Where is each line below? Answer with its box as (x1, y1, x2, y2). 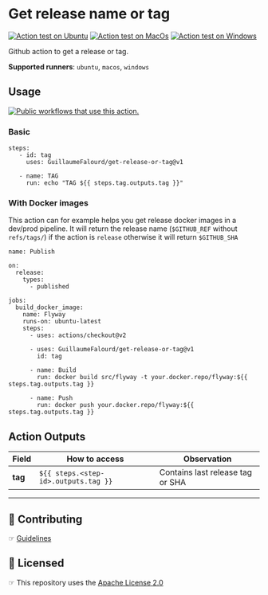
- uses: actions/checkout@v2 (29, 331, 127, 339)
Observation (183, 453, 232, 464)
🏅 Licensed (8, 557, 65, 570)
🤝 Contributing (8, 512, 83, 526)
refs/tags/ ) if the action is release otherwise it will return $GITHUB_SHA (8, 233, 238, 242)
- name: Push (29, 394, 73, 402)
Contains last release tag (159, 467, 253, 478)
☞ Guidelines (8, 533, 52, 542)
